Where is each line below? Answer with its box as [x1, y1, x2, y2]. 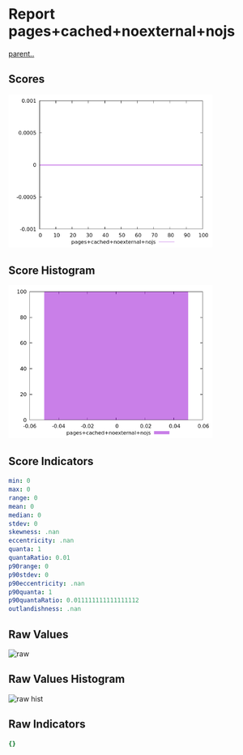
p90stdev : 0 [8, 570, 49, 579]
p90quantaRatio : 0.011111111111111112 [8, 596, 139, 604]
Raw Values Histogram [8, 672, 126, 686]
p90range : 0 [8, 562, 49, 570]
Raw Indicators [8, 718, 87, 732]
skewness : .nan [8, 528, 60, 536]
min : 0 [8, 477, 31, 485]
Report [8, 5, 55, 23]
